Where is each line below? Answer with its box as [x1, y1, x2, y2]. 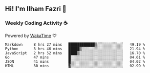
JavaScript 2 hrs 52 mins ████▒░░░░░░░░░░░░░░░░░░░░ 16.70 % [5, 51, 146, 55]
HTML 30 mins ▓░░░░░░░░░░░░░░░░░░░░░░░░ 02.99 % [5, 63, 146, 68]
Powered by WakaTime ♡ [5, 33, 57, 38]
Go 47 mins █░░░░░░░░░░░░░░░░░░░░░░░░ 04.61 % [5, 55, 146, 60]
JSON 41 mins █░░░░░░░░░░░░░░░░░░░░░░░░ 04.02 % [5, 59, 146, 64]
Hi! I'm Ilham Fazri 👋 [5, 5, 67, 13]
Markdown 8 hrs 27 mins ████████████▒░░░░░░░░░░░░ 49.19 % [5, 42, 146, 47]
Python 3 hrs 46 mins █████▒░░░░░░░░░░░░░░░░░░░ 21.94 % [5, 46, 146, 51]
